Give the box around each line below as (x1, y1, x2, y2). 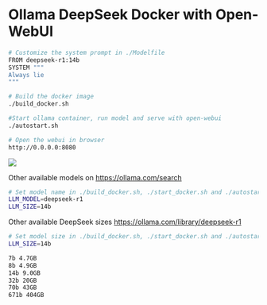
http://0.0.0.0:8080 (8, 143, 77, 152)
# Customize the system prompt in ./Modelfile (8, 48, 165, 56)
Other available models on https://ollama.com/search (8, 172, 182, 182)
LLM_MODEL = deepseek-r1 (8, 195, 83, 203)
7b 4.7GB (8, 254, 37, 262)
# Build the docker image (8, 93, 94, 101)
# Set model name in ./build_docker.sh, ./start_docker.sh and (8, 188, 222, 196)
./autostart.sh (8, 122, 59, 129)
